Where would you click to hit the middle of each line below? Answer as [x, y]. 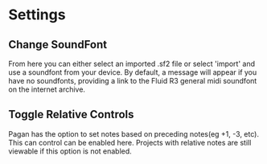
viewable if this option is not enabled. [70, 151]
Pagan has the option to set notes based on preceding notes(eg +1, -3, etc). [134, 133]
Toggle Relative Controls [71, 115]
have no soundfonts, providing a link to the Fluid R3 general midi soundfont [133, 81]
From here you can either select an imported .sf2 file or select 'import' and [132, 64]
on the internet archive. [47, 89]
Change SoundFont [58, 45]
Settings [37, 15]
